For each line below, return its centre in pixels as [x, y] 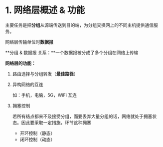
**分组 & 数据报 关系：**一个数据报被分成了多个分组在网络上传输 [72, 52]
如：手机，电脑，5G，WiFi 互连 [45, 95]
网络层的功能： [20, 63]
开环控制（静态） [37, 133]
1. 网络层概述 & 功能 [45, 10]
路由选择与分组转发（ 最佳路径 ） [45, 73]
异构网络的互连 [28, 84]
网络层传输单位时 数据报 [29, 42]
